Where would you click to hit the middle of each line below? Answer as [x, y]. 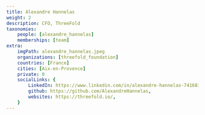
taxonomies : [21, 29]
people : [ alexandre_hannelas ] [56, 35]
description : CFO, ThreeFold [43, 23]
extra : [15, 46]
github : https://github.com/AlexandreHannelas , [90, 91]
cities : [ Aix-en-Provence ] [52, 68]
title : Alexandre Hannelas [41, 12]
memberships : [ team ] [43, 40]
